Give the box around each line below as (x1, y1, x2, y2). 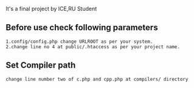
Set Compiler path (5, 60, 76, 71)
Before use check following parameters (5, 22, 159, 33)
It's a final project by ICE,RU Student (5, 5, 97, 12)
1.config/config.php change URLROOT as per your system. (5, 39, 153, 45)
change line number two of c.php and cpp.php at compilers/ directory (5, 76, 189, 82)
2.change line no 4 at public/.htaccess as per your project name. (5, 43, 181, 50)
